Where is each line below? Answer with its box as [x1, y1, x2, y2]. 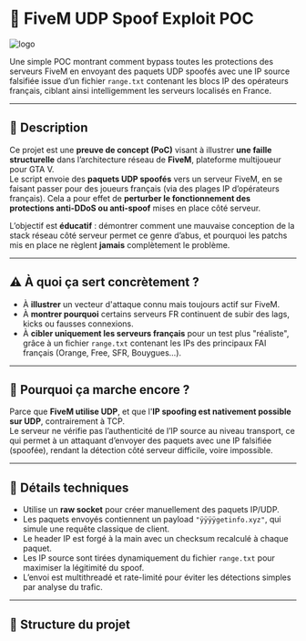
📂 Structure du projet [9, 616, 130, 632]
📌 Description [9, 120, 88, 136]
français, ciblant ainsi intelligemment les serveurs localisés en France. [9, 85, 272, 96]
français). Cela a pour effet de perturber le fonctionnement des [9, 192, 251, 203]
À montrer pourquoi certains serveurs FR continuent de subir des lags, [22, 308, 290, 319]
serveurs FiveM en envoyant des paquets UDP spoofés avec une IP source [9, 66, 291, 77]
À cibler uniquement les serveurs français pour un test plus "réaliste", [22, 327, 290, 338]
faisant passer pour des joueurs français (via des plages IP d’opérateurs [9, 182, 280, 194]
